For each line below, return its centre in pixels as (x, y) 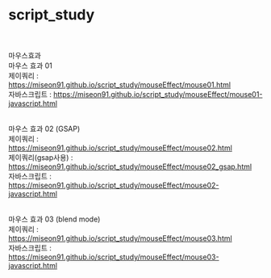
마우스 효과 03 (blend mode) (54, 219)
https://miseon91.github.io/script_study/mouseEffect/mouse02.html (120, 148)
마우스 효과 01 (30, 65)
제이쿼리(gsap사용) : (41, 157)
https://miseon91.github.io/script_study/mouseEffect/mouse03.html (120, 238)
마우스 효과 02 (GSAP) (44, 128)
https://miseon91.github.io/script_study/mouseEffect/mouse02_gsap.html (130, 166)
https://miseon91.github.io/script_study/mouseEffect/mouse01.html (120, 84)
